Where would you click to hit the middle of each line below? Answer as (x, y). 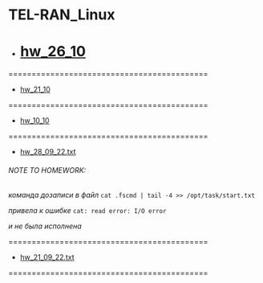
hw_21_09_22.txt (47, 257)
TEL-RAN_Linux (62, 15)
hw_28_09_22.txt (48, 152)
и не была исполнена (45, 226)
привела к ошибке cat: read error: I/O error (87, 211)
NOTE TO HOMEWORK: (47, 170)
